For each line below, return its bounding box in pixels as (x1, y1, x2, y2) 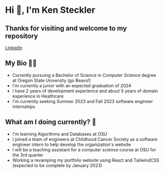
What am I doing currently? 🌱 (5, 118, 96, 126)
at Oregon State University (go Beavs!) (12, 77, 91, 83)
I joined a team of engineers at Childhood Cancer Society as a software (12, 136, 158, 142)
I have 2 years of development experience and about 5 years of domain (12, 88, 158, 94)
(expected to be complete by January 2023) (12, 162, 103, 168)
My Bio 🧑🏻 (5, 59, 37, 68)
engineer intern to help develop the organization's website (12, 141, 131, 147)
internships (12, 104, 36, 109)
